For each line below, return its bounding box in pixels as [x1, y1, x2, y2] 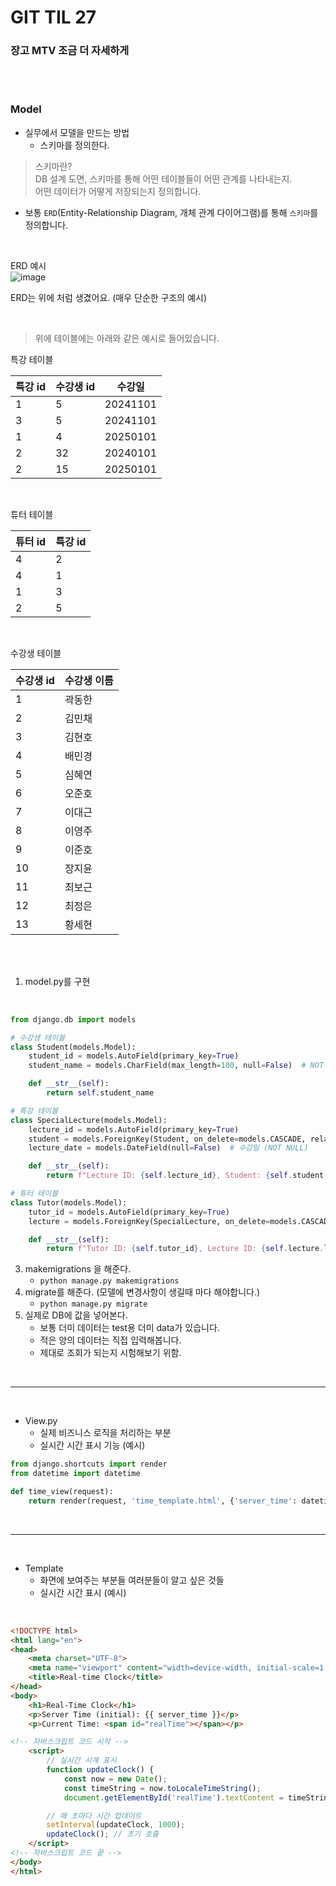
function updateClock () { [46, 1765, 155, 1775]
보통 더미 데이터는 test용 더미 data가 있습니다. [39, 1322, 220, 1334]
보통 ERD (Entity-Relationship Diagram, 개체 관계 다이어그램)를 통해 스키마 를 [24, 206, 319, 218]
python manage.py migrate [39, 1299, 148, 1310]
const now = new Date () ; [63, 1774, 168, 1784]
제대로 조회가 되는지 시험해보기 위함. [39, 1347, 182, 1359]
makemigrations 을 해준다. [24, 1263, 132, 1275]
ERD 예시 [10, 259, 47, 271]
